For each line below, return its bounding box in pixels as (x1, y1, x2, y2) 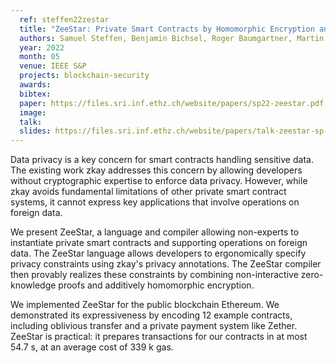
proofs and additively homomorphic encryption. (58, 279, 255, 291)
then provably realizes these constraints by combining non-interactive (10, 269, 299, 281)
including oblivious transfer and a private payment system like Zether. (10, 320, 298, 332)
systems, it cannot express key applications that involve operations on (10, 196, 300, 208)
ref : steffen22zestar (19, 14, 110, 25)
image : (19, 107, 47, 118)
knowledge (10, 279, 57, 291)
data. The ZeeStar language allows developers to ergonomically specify (10, 247, 307, 260)
